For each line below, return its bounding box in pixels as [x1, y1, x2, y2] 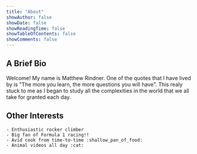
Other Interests [6, 111, 64, 121]
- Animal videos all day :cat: [6, 142, 84, 148]
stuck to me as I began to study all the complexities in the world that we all [6, 87, 189, 94]
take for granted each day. [6, 93, 72, 100]
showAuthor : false [6, 14, 52, 20]
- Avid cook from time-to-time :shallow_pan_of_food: [6, 137, 143, 143]
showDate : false [6, 20, 47, 26]
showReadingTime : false [6, 25, 66, 32]
